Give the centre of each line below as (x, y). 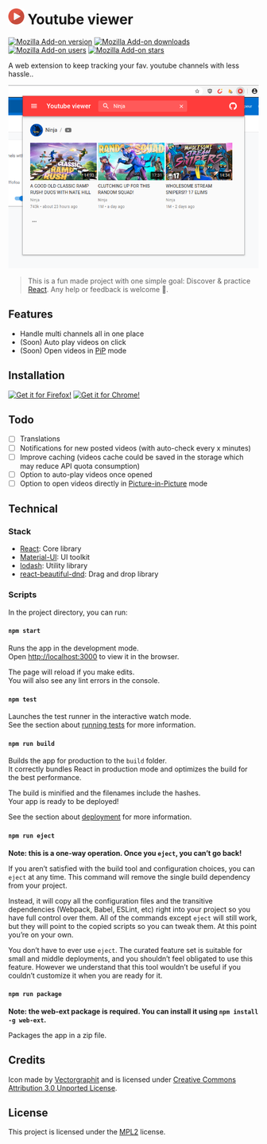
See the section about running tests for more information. (102, 725)
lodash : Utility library (54, 566)
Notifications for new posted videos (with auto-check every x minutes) (135, 448)
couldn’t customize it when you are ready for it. (85, 975)
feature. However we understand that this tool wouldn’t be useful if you (124, 966)
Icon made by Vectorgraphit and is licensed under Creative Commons (122, 1080)
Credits (27, 1060)
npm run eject (32, 836)
